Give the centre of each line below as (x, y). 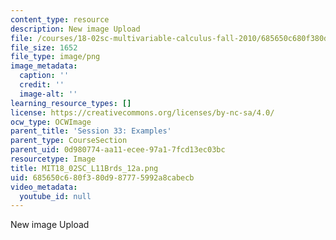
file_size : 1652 (44, 47)
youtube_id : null (55, 196)
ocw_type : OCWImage (51, 122)
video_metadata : (44, 187)
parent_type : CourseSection (69, 141)
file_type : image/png (55, 57)
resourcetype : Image (53, 159)
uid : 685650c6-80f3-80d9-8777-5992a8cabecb (102, 177)
